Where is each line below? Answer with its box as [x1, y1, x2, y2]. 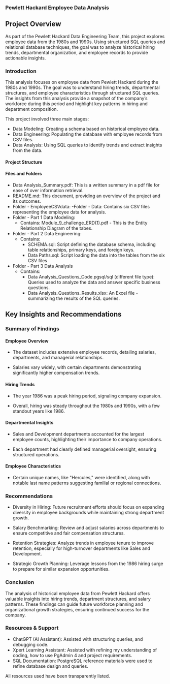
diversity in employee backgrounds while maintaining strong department [12, 510, 164, 516]
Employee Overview [5, 337, 49, 344]
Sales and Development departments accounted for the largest [12, 431, 145, 437]
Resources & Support [5, 625, 59, 632]
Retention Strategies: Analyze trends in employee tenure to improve [12, 540, 154, 546]
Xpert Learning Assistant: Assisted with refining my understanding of [12, 647, 157, 653]
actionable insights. [5, 55, 46, 61]
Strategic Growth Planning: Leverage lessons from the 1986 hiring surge [12, 561, 163, 567]
